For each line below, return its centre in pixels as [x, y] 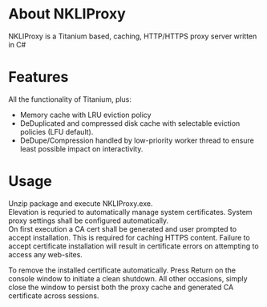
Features [38, 77]
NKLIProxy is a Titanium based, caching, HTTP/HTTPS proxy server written [133, 36]
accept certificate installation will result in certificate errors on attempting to [133, 246]
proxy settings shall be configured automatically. [89, 220]
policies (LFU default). [57, 131]
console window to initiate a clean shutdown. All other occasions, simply [128, 278]
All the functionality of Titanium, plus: [70, 99]
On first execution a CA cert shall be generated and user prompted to [123, 228]
